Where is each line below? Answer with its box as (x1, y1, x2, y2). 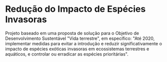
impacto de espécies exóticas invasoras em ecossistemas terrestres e (5, 46, 150, 52)
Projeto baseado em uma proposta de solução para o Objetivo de (5, 30, 140, 36)
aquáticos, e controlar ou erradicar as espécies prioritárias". (5, 51, 129, 57)
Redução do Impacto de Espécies (5, 3, 146, 15)
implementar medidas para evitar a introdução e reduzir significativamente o (5, 40, 162, 46)
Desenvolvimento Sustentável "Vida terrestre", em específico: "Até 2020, (5, 35, 155, 41)
